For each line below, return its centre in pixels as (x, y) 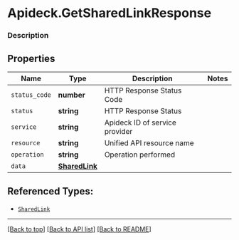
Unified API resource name (149, 142)
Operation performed (140, 155)
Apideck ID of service (140, 122)
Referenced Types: (51, 191)
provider (118, 131)
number (71, 95)
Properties (31, 58)
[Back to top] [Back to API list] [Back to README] (79, 229)
